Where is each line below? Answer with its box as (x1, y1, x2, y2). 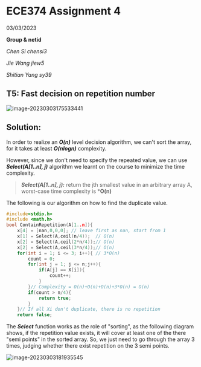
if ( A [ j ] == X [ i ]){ (38, 267, 85, 273)
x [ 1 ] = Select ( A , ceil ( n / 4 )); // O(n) (17, 233, 115, 239)
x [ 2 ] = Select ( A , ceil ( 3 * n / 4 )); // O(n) (17, 244, 115, 250)
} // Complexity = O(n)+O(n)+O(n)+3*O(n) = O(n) (28, 284, 150, 290)
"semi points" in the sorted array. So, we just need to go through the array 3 (6, 336, 195, 343)
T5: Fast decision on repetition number (6, 89, 156, 99)
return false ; (17, 312, 53, 318)
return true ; (38, 295, 71, 301)
